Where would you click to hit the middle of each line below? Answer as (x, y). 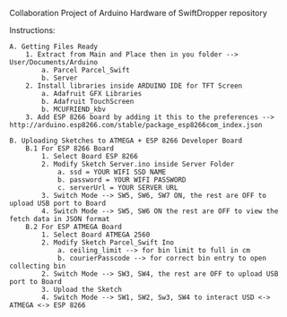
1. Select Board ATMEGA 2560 (96, 235)
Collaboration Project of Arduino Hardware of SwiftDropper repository (138, 13)
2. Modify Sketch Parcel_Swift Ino (108, 243)
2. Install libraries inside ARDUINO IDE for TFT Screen (134, 86)
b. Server (60, 78)
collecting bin (38, 266)
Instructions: (32, 30)
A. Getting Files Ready (54, 47)
